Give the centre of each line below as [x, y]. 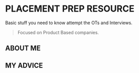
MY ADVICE [24, 65]
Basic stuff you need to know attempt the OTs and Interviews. [69, 23]
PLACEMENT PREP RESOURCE [70, 9]
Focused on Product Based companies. [58, 32]
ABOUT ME [23, 48]
